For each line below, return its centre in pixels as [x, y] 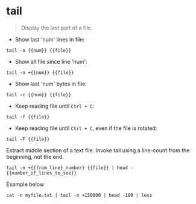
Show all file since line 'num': [51, 61]
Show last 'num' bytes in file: [51, 84]
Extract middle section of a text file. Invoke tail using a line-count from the [98, 150]
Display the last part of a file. [57, 28]
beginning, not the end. [35, 156]
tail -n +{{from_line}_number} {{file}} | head [67, 168]
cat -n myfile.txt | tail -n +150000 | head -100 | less [79, 195]
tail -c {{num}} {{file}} [39, 94]
